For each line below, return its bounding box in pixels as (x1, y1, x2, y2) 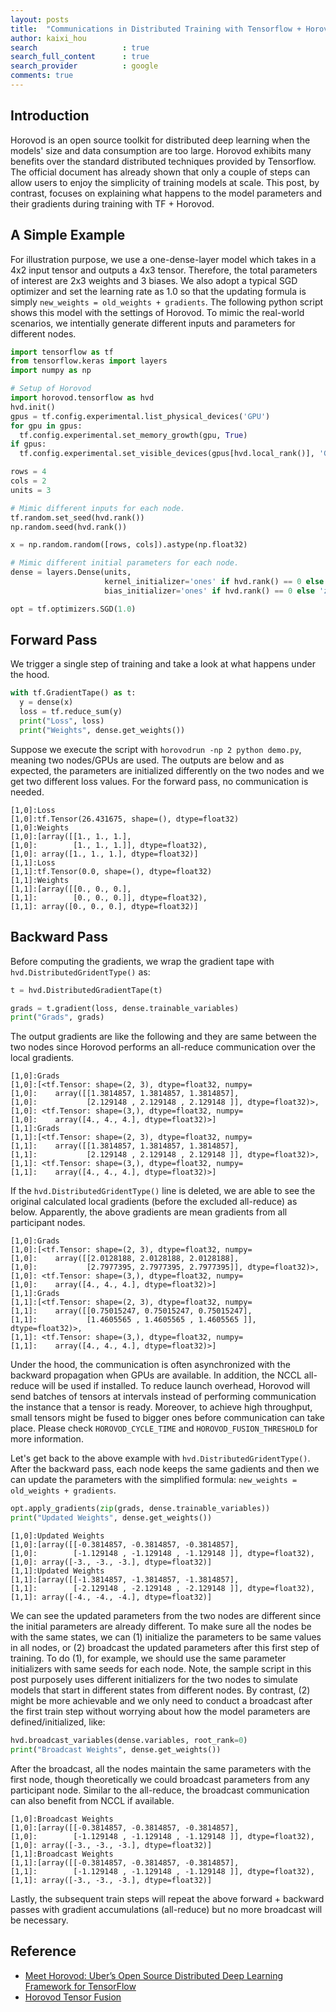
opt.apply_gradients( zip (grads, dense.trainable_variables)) (10, 1504, 271, 1514)
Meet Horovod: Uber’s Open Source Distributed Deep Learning (24, 1969, 284, 1981)
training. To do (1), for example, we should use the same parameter (10, 1652, 287, 1664)
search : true (10, 42, 150, 53)
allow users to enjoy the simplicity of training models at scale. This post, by (10, 176, 320, 188)
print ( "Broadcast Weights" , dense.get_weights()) (10, 1744, 222, 1755)
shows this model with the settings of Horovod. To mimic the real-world (10, 306, 305, 318)
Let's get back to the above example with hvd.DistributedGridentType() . (10, 1452, 311, 1465)
